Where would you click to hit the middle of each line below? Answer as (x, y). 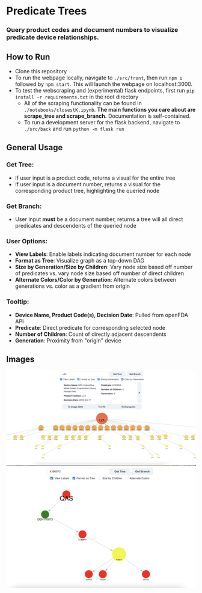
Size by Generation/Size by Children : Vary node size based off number (104, 267)
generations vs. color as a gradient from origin (72, 286)
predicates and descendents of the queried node (75, 225)
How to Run (28, 57)
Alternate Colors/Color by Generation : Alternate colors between (95, 280)
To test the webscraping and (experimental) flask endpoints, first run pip (105, 90)
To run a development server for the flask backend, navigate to (102, 122)
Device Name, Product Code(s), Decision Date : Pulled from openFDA (101, 315)
